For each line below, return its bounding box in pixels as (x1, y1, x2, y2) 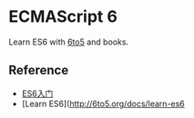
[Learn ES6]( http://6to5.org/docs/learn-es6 (21, 98, 186, 109)
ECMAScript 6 (8, 6, 117, 27)
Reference (8, 63, 69, 78)
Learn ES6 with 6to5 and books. (8, 36, 129, 47)
